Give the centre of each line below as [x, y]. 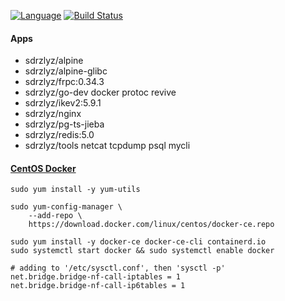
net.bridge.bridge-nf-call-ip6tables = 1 [98, 286]
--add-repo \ [55, 216]
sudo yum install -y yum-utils [75, 190]
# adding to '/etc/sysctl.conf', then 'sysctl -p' [118, 268]
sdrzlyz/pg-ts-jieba [64, 124]
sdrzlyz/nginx [53, 114]
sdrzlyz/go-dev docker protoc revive [100, 92]
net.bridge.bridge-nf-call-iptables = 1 [96, 277]
